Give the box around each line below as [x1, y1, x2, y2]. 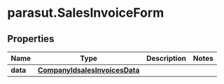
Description [146, 54, 187, 63]
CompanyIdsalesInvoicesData [37, 65, 140, 75]
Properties [7, 33, 55, 45]
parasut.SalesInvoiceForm [7, 5, 164, 21]
